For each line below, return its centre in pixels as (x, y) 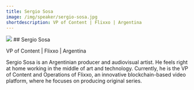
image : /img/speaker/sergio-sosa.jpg (52, 17)
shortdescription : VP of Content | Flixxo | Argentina (74, 22)
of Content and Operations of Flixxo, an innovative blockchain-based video (96, 75)
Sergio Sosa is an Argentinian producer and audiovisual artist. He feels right (97, 63)
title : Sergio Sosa (30, 11)
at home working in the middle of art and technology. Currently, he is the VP (97, 68)
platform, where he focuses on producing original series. (74, 81)
